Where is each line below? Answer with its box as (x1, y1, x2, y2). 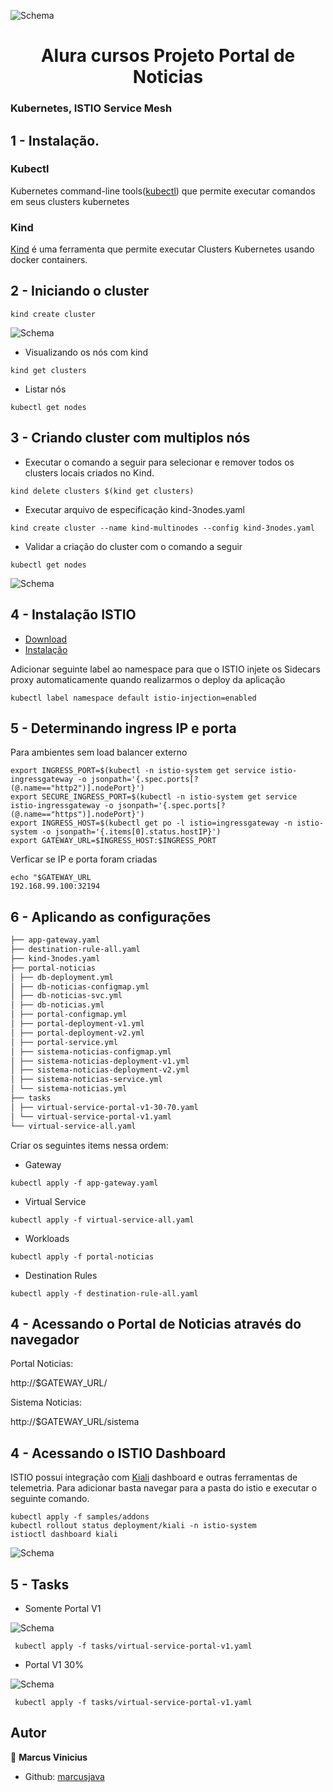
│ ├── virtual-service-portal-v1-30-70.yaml (10, 1102, 199, 1112)
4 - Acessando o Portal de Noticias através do (10, 1315, 302, 1332)
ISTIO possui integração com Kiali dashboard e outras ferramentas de (10, 1471, 298, 1484)
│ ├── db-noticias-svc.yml (10, 991, 123, 1001)
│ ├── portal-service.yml (10, 1037, 118, 1047)
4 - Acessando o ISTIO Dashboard (10, 1445, 227, 1462)
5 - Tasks (10, 1576, 70, 1593)
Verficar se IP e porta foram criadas (10, 853, 158, 865)
